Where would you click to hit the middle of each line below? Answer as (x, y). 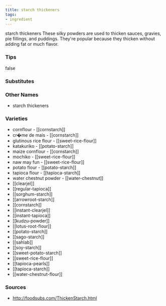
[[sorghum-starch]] (32, 194)
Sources (16, 287)
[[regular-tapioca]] (32, 189)
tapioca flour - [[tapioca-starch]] (46, 173)
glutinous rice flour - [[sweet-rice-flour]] (55, 141)
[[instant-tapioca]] (31, 216)
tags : (11, 15)
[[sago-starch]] (28, 237)
